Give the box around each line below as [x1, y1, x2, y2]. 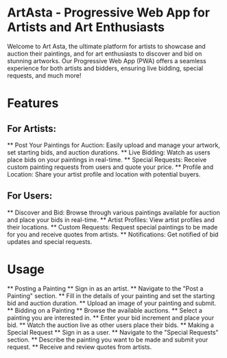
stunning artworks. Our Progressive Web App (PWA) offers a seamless [7, 56, 207, 65]
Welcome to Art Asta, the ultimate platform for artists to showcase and [7, 42, 206, 50]
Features [7, 96, 59, 111]
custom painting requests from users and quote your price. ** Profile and [7, 163, 214, 171]
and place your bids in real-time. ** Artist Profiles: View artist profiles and [7, 215, 215, 224]
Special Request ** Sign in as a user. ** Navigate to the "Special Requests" [7, 328, 219, 336]
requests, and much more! [7, 71, 82, 80]
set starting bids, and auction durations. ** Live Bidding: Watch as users [7, 148, 211, 156]
